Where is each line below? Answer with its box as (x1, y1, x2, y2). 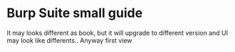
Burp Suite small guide (6, 5, 143, 21)
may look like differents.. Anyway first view (6, 36, 132, 44)
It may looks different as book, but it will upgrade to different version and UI (6, 28, 229, 37)
